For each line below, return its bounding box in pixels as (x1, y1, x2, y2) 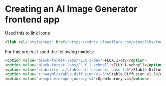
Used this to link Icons (5, 30, 50, 36)
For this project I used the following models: (5, 48, 94, 55)
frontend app (5, 14, 60, 25)
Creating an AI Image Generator (5, 3, 138, 15)
